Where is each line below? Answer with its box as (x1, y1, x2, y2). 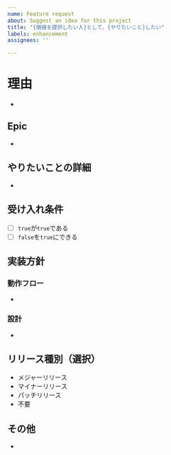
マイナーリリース (17, 382, 67, 391)
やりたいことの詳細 (7, 161, 92, 174)
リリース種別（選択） (7, 353, 101, 365)
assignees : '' (7, 37, 50, 44)
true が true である (17, 223, 69, 232)
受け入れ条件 (7, 203, 64, 215)
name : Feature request (7, 10, 75, 18)
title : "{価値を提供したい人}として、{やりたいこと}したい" (7, 23, 165, 31)
